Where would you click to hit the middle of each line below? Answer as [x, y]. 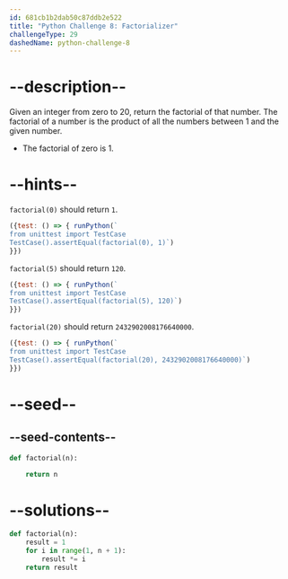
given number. [36, 131]
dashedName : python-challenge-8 [70, 43]
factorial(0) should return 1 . [64, 210]
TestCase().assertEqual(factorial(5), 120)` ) [96, 302]
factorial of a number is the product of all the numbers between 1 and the [144, 121]
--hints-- [44, 184]
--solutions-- [60, 510]
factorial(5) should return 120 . [68, 268]
